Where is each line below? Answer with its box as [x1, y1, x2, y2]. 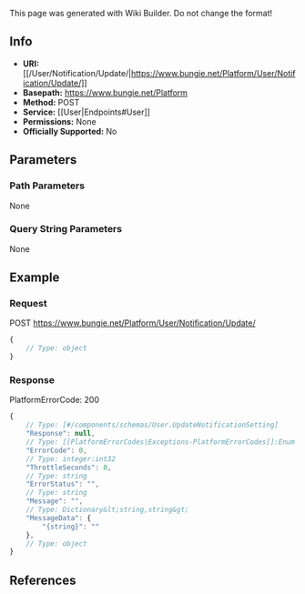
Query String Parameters [9, 223, 123, 236]
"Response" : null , [25, 429, 96, 438]
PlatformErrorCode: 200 [9, 395, 100, 406]
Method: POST [22, 96, 80, 107]
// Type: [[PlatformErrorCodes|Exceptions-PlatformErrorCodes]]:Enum [25, 438, 296, 447]
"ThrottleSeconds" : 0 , [25, 463, 112, 472]
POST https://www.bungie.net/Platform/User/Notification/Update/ [9, 317, 257, 328]
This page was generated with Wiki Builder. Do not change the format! [9, 8, 273, 18]
